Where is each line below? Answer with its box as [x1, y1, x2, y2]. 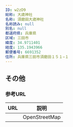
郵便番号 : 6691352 [5, 49, 42, 54]
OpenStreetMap [22, 114, 61, 121]
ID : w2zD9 [5, 7, 26, 13]
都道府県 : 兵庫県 [5, 31, 36, 36]
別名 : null [5, 26, 27, 31]
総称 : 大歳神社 [5, 12, 33, 17]
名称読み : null [5, 21, 34, 27]
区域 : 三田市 [5, 36, 29, 41]
